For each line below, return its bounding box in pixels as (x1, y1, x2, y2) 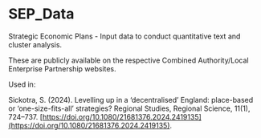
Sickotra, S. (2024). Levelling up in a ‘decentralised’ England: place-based (8, 95, 254, 104)
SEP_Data (8, 5, 75, 23)
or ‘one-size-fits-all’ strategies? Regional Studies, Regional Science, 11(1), (8, 103, 251, 113)
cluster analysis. (8, 39, 63, 49)
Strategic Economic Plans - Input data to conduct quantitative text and (8, 31, 241, 41)
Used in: (8, 79, 36, 89)
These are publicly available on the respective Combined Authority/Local (8, 55, 249, 65)
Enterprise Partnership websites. (8, 63, 116, 73)
